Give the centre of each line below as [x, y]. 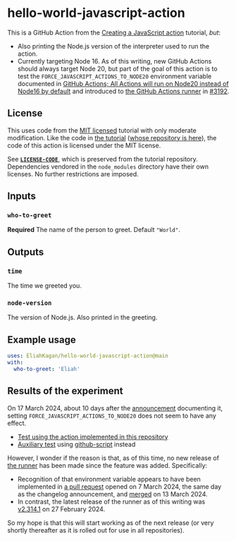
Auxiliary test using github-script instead [76, 444]
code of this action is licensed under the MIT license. [84, 145]
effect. [17, 423]
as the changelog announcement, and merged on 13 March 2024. [112, 494]
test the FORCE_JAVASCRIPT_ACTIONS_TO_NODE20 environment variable [114, 76]
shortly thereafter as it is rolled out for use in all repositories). [96, 530]
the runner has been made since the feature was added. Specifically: [107, 465]
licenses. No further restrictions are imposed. [73, 174]
